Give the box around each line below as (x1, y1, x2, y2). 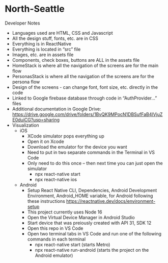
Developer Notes (5, 20, 40, 26)
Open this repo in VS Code (27, 225, 83, 231)
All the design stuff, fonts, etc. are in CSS (12, 35, 99, 41)
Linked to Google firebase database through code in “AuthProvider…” (12, 95, 157, 101)
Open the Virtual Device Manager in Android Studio (27, 214, 135, 220)
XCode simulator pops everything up (27, 133, 105, 139)
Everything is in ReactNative (12, 40, 72, 46)
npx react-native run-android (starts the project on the (35, 247, 149, 253)
